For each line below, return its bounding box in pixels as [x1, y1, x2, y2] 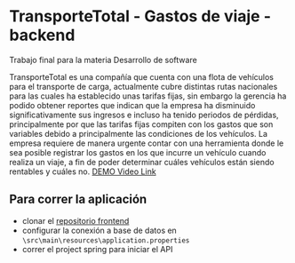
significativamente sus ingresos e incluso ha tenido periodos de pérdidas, [9, 109, 279, 120]
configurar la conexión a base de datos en [21, 225, 178, 235]
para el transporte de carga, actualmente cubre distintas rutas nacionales [9, 81, 278, 92]
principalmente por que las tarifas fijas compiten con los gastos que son [9, 118, 274, 130]
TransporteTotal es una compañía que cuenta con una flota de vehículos [9, 71, 274, 82]
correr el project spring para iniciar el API [21, 243, 173, 254]
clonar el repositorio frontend [21, 215, 130, 226]
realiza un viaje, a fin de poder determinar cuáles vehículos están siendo [9, 156, 275, 167]
